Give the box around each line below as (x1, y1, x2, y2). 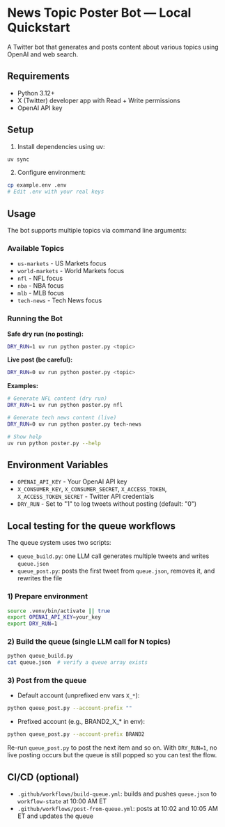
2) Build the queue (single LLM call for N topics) (7, 637, 171, 647)
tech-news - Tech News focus (17, 296, 102, 304)
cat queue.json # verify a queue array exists (7, 659, 148, 666)
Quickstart (7, 20, 71, 36)
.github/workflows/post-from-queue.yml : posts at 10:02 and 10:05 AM (17, 805, 218, 813)
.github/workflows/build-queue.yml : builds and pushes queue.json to (17, 789, 217, 798)
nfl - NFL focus (17, 274, 63, 283)
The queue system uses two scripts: (7, 539, 111, 547)
